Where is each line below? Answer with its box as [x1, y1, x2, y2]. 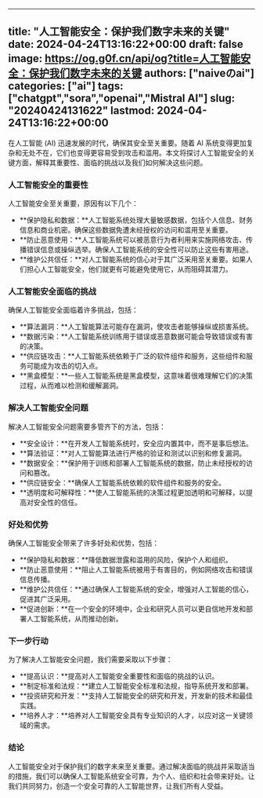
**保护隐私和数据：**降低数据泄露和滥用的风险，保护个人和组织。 [19, 555, 232, 564]
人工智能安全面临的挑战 [8, 286, 96, 297]
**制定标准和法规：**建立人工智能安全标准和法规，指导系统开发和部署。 [19, 681, 253, 691]
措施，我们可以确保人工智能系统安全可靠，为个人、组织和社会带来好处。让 [14, 771, 255, 781]
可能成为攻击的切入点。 [26, 361, 103, 371]
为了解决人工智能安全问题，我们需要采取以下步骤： [8, 655, 173, 664]
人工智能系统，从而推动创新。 [26, 614, 123, 623]
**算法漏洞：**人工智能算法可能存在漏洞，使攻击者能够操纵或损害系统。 [19, 322, 253, 331]
